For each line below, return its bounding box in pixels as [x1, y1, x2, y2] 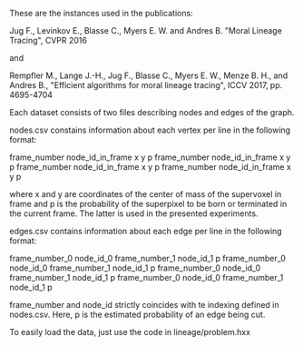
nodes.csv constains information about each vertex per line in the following [9, 124, 291, 135]
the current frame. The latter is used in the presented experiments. [9, 208, 259, 219]
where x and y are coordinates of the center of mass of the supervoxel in [9, 189, 282, 199]
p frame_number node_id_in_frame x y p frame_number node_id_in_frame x [9, 162, 292, 172]
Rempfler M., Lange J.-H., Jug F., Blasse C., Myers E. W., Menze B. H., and [9, 70, 288, 81]
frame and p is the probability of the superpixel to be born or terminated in [9, 199, 288, 209]
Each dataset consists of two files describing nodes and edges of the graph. [9, 107, 295, 117]
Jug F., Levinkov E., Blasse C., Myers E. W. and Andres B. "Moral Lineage [9, 25, 283, 35]
